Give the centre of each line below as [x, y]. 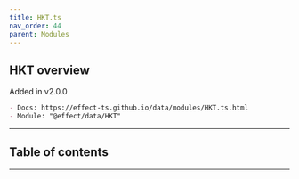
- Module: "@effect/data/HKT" [65, 117]
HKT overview [50, 70]
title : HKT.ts [36, 17]
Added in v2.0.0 [39, 92]
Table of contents [59, 152]
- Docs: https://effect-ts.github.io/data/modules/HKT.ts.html [129, 108]
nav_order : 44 [36, 26]
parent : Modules [39, 34]
